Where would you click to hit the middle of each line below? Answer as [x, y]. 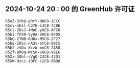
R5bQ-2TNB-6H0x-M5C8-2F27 [33, 39]
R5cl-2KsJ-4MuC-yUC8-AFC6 [33, 30]
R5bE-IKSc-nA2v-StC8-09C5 [33, 43]
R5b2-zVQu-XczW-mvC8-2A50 [33, 48]
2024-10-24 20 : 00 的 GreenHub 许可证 [70, 9]
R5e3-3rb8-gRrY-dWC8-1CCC [33, 21]
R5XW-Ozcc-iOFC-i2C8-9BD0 [33, 61]
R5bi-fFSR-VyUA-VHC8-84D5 [33, 35]
